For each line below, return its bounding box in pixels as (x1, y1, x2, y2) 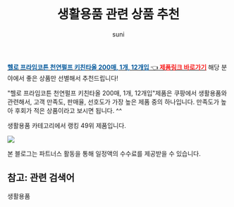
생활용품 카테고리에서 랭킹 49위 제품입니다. (7, 121, 127, 130)
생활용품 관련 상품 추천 (57, 6, 180, 22)
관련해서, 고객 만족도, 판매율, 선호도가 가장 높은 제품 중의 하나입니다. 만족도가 (7, 98, 220, 106)
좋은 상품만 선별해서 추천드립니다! (25, 74, 118, 82)
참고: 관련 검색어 (7, 172, 75, 184)
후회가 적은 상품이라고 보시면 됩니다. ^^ (14, 106, 122, 114)
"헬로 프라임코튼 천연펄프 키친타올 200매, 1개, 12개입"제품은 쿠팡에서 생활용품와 (7, 88, 228, 97)
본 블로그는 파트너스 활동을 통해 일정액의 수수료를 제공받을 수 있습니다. (7, 149, 201, 158)
